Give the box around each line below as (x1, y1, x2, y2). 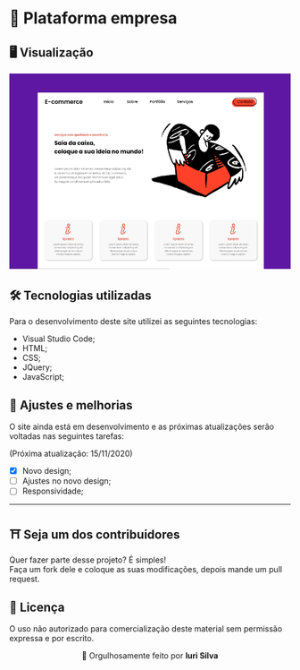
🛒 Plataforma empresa (9, 8, 178, 29)
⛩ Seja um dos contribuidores (9, 527, 180, 542)
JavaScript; (21, 372, 65, 382)
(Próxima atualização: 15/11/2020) (9, 448, 133, 460)
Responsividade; (21, 485, 84, 496)
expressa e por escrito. (9, 632, 95, 643)
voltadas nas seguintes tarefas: (9, 431, 125, 442)
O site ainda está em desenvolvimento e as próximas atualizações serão (9, 421, 275, 433)
